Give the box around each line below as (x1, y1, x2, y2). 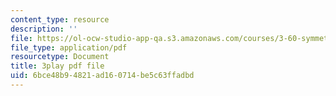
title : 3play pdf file (10, 61, 105, 71)
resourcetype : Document (10, 52, 110, 62)
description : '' (10, 24, 78, 34)
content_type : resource (10, 14, 110, 25)
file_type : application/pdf (10, 42, 128, 53)
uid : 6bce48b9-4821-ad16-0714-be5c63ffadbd (10, 71, 195, 81)
